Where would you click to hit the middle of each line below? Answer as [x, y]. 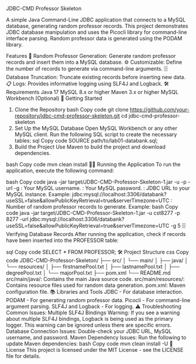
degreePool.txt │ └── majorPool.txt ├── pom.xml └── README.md [88, 273]
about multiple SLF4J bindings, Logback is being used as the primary [90, 319]
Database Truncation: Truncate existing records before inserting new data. [96, 77]
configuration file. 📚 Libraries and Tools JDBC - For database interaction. [95, 292]
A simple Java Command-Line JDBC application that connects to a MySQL [96, 20]
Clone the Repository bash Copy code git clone [71, 110]
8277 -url [17, 219]
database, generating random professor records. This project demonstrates [97, 26]
